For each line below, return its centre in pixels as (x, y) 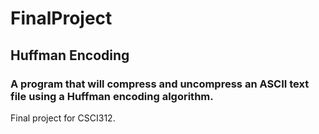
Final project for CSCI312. (63, 118)
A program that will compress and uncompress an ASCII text (160, 84)
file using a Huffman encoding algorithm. (112, 96)
